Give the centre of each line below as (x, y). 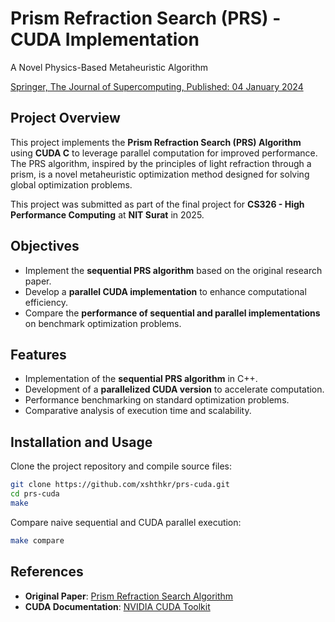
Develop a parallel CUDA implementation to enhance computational (165, 291)
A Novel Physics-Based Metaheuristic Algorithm (109, 67)
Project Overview (65, 118)
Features (38, 354)
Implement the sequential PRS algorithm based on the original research (173, 270)
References (47, 572)
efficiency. (46, 302)
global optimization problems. (71, 184)
